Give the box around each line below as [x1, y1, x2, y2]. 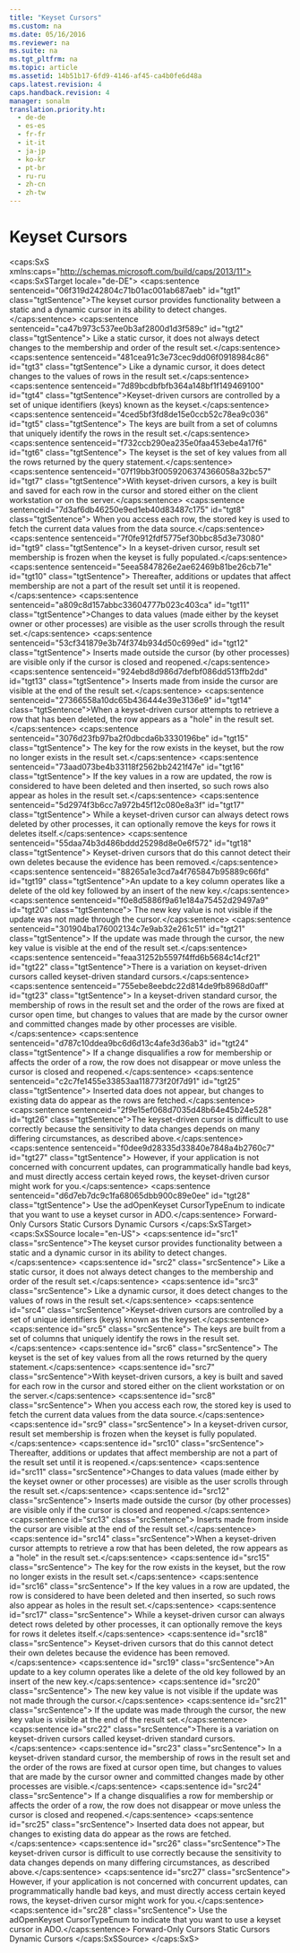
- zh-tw [17, 188, 47, 197]
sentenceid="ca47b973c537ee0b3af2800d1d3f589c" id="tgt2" [9, 323, 244, 334]
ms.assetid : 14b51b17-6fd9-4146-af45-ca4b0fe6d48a [9, 72, 202, 81]
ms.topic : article [9, 64, 78, 73]
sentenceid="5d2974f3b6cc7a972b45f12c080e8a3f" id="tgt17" [9, 799, 244, 810]
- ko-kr [17, 154, 47, 164]
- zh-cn [17, 180, 47, 189]
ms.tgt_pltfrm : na [9, 55, 78, 64]
